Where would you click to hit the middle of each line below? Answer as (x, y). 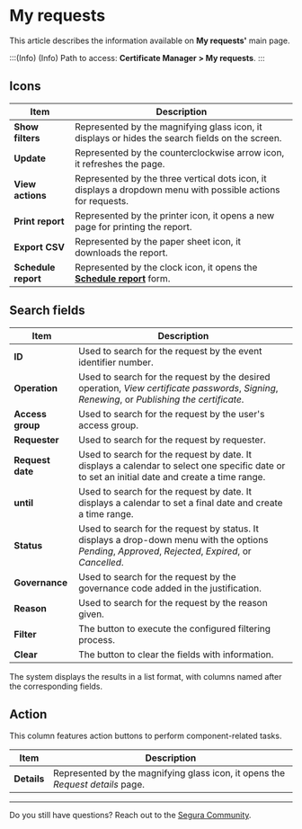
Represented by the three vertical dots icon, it (171, 178)
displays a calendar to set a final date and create (180, 503)
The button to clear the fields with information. (176, 655)
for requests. (102, 201)
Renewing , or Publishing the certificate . (161, 399)
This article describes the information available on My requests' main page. (150, 40)
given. (91, 614)
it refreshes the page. (120, 164)
